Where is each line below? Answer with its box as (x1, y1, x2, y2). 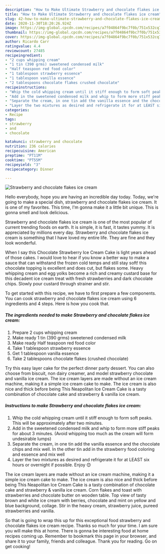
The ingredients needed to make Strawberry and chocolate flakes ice (5, 312, 150, 318)
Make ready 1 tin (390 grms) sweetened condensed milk (12, 335, 127, 341)
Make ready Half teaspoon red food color (12, 340, 96, 346)
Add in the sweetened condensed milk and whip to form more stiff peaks (12, 425, 160, 431)
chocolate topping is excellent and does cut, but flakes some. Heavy (5, 265, 143, 271)
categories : (5, 108, 29, 113)
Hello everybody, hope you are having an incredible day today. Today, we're (5, 194, 159, 200)
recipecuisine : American (5, 148, 56, 154)
